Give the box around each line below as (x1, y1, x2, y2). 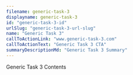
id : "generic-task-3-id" (6, 19, 67, 25)
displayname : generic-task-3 (6, 14, 78, 20)
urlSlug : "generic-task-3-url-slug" (6, 25, 96, 31)
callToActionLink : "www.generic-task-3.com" (6, 36, 117, 42)
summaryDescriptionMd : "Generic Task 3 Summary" (6, 47, 128, 53)
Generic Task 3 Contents (6, 63, 66, 70)
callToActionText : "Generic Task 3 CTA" (6, 42, 107, 48)
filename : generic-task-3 (6, 8, 69, 15)
